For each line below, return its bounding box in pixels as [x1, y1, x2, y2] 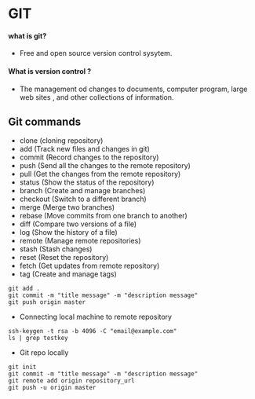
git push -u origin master [8, 384, 97, 392]
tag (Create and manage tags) [19, 269, 118, 279]
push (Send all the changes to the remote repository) [19, 161, 191, 170]
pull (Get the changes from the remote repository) [19, 170, 181, 179]
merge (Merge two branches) [19, 203, 115, 212]
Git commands [8, 115, 81, 128]
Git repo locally [19, 348, 69, 357]
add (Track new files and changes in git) [19, 145, 151, 154]
